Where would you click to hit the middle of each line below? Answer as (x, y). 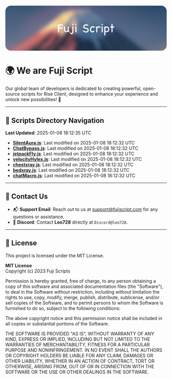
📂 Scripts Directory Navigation (55, 121)
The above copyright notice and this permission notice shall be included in (84, 318)
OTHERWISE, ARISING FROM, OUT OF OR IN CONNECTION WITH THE (80, 366)
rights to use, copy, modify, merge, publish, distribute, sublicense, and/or (82, 297)
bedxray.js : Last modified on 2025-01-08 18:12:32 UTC (71, 170)
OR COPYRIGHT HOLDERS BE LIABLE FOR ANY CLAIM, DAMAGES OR (79, 355)
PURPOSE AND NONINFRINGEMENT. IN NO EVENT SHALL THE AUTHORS (84, 350)
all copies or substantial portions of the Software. (57, 323)
